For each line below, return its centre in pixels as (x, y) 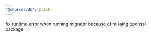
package (14, 29)
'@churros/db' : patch (28, 10)
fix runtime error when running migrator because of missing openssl (76, 24)
